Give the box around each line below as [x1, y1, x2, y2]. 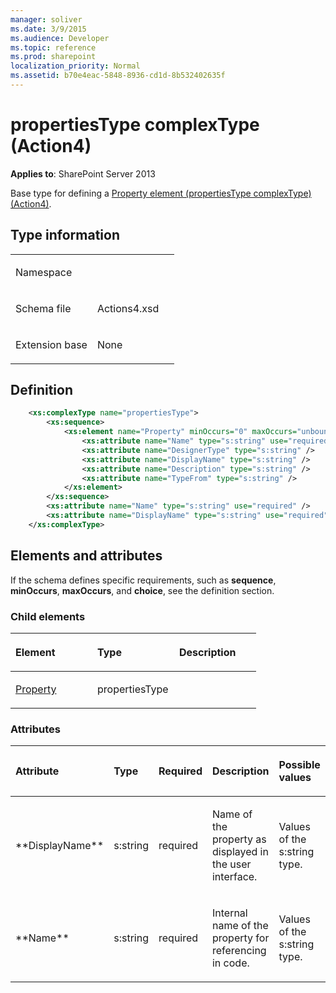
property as [211, 832, 267, 846]
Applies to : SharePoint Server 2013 [10, 167, 156, 180]
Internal [211, 906, 248, 920]
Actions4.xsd [96, 301, 160, 315]
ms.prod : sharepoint [10, 52, 97, 62]
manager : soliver [10, 14, 83, 25]
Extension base [15, 337, 88, 351]
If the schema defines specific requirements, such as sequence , [10, 574, 277, 586]
